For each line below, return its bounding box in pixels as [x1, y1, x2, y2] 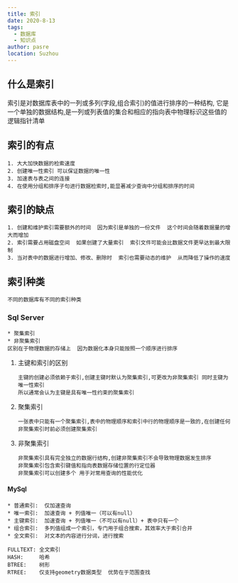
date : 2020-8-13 [7, 17, 55, 24]
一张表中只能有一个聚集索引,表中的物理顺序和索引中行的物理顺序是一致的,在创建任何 [17, 418, 231, 426]
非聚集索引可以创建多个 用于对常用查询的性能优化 [17, 470, 144, 477]
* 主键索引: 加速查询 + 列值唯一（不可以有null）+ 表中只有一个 [7, 517, 179, 524]
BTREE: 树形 [7, 561, 50, 568]
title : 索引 [7, 10, 40, 18]
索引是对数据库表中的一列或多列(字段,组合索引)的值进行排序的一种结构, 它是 [7, 98, 229, 107]
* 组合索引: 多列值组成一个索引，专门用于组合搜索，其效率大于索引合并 [7, 525, 193, 532]
